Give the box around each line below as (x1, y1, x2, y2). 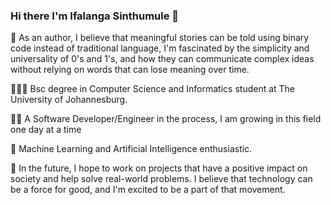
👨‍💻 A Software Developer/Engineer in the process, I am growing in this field (10, 113, 322, 125)
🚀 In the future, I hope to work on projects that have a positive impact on (10, 162, 308, 174)
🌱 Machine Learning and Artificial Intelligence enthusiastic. (10, 143, 253, 155)
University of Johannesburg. (10, 94, 128, 106)
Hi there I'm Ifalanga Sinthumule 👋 (10, 9, 180, 23)
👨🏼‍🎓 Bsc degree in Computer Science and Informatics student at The (10, 83, 296, 95)
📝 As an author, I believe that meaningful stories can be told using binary (10, 32, 310, 44)
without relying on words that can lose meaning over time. (10, 64, 250, 76)
